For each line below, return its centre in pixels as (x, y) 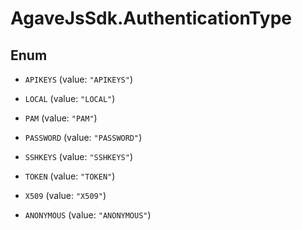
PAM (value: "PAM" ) (61, 118)
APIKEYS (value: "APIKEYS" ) (78, 79)
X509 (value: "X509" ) (65, 195)
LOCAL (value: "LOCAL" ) (70, 98)
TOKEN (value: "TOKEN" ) (70, 176)
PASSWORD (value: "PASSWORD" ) (83, 137)
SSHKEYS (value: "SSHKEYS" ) (78, 156)
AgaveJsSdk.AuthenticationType (151, 18)
